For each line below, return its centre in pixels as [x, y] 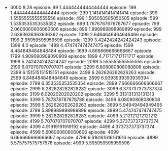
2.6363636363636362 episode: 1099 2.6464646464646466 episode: [84, 34]
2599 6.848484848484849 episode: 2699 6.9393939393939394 [79, 78]
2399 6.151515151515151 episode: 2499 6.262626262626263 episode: [83, 72]
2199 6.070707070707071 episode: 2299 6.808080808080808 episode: [85, 67]
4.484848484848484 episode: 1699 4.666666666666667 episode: [81, 51]
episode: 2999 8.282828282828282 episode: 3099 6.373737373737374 [86, 89]
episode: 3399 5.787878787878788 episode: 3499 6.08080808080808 [85, 99]
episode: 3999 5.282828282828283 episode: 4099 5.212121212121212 [84, 116]
